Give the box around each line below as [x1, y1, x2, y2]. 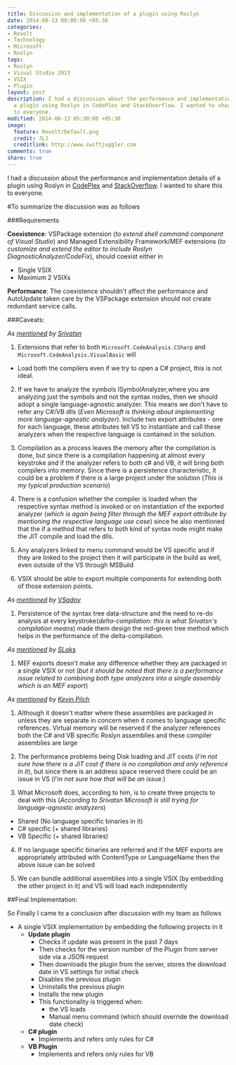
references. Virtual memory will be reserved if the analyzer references [17, 723, 221, 732]
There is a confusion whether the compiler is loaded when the [17, 494, 197, 503]
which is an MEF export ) [17, 681, 88, 690]
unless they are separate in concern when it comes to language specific [17, 716, 227, 724]
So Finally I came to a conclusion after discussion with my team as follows [7, 909, 222, 917]
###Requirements [7, 216, 60, 224]
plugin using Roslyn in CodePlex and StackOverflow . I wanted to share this [7, 181, 223, 189]
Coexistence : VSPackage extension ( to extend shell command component [7, 230, 223, 238]
